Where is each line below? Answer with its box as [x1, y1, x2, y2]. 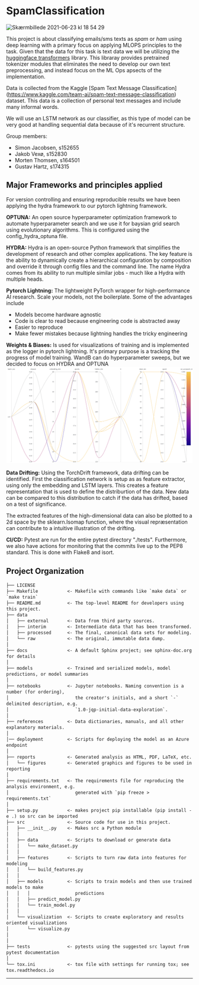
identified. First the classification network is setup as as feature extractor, [6, 476, 185, 483]
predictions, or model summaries [6, 671, 89, 677]
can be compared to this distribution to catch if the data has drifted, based [6, 495, 188, 502]
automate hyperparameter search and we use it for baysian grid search [6, 220, 180, 227]
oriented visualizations [6, 920, 68, 926]
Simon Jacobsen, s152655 [14, 144, 79, 151]
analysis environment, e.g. [6, 784, 76, 790]
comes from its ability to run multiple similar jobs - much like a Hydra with [6, 269, 185, 276]
